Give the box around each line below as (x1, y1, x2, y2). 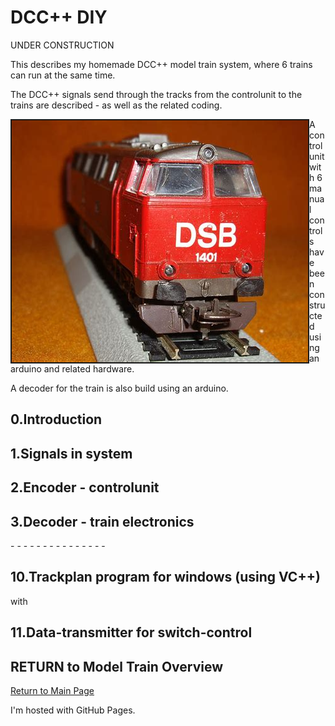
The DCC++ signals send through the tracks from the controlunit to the (10, 88, 303, 100)
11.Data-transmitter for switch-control (10, 624, 253, 641)
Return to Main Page (10, 684, 95, 696)
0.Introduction (10, 411, 103, 428)
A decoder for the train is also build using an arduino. (10, 382, 229, 394)
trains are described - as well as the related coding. (10, 99, 223, 111)
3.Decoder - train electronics (10, 513, 195, 530)
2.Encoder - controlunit (10, 479, 160, 496)
